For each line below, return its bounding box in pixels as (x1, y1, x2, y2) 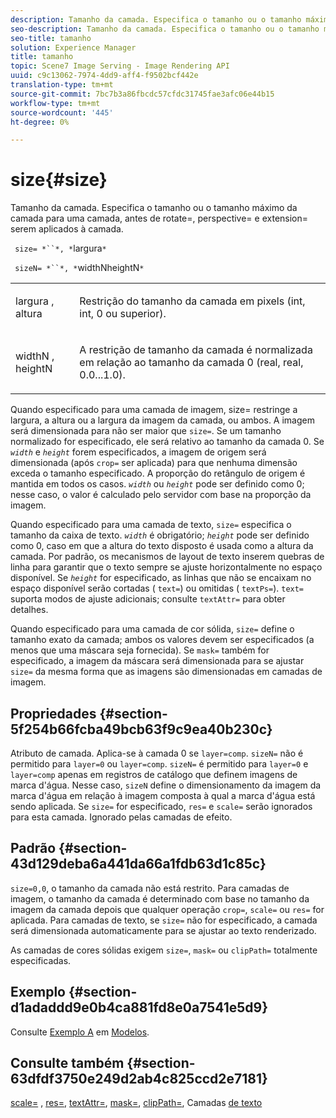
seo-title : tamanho (10, 33, 92, 43)
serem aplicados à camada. (10, 223, 124, 235)
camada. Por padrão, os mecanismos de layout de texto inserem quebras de (10, 551, 325, 563)
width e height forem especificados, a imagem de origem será (10, 446, 267, 458)
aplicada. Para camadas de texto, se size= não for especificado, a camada (10, 914, 318, 926)
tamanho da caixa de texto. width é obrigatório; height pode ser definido (10, 529, 310, 541)
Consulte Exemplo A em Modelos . (10, 1026, 150, 1038)
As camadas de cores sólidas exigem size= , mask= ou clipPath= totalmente (10, 944, 318, 956)
